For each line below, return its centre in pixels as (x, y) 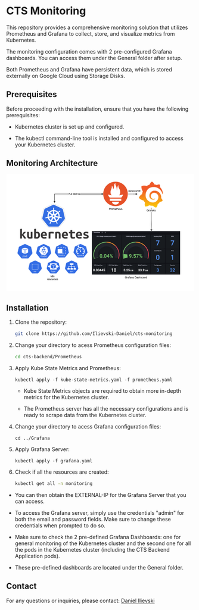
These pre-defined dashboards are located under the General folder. (99, 567)
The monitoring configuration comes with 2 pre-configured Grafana (89, 51)
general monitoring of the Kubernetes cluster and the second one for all (103, 543)
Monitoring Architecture (52, 163)
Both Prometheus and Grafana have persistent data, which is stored (89, 69)
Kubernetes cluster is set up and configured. (69, 127)
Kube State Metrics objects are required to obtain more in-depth (102, 391)
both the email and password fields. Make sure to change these (93, 519)
